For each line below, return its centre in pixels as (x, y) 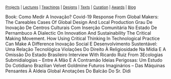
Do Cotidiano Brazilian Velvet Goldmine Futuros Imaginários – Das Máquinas (85, 65)
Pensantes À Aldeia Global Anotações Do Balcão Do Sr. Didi (68, 71)
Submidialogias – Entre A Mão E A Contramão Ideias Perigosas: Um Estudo (84, 60)
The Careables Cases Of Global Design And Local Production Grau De (79, 22)
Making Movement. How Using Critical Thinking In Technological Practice (82, 38)
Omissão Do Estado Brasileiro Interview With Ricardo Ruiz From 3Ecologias (84, 55)
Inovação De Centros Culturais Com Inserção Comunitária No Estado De (81, 28)
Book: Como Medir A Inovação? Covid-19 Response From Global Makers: (82, 17)
